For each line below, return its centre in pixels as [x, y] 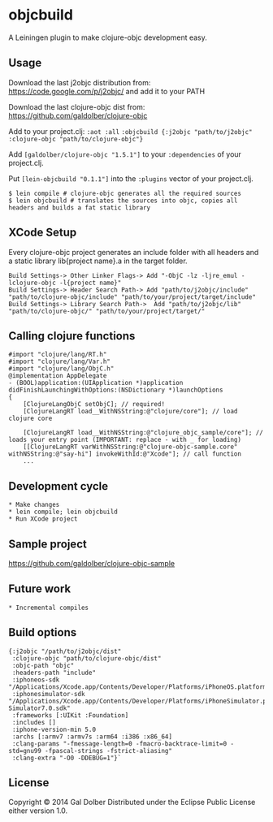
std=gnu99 [25, 751]
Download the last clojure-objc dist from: [77, 106]
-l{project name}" [91, 283]
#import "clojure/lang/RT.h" [58, 355]
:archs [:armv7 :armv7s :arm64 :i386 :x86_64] [92, 737]
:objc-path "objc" [43, 665]
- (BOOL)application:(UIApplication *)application [96, 383]
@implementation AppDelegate [58, 376]
